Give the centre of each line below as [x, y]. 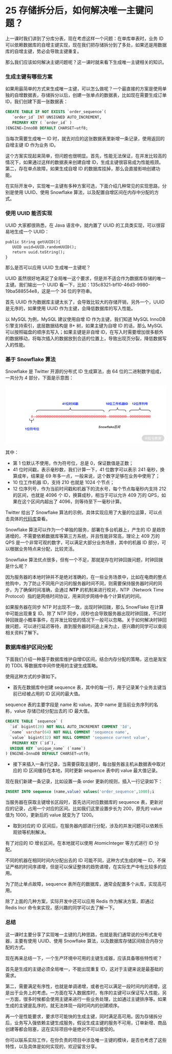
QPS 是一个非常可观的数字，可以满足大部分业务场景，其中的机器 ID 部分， [84, 542]
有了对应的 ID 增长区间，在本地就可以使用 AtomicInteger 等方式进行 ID [79, 843]
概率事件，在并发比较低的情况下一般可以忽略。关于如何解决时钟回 [97, 620]
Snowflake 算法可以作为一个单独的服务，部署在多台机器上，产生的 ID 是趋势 [85, 530]
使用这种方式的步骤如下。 [32, 676]
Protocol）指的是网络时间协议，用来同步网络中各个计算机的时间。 [75, 596]
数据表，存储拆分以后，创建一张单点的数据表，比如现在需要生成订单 [95, 95]
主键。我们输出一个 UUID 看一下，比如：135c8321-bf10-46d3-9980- [78, 285]
